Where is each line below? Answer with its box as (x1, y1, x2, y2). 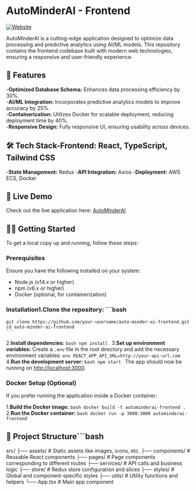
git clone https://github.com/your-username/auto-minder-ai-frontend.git (6, 319, 190, 325)
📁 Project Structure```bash (6, 431, 104, 442)
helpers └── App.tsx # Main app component (6, 478, 114, 485)
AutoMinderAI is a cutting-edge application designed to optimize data (6, 34, 174, 42)
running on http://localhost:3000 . (6, 364, 86, 371)
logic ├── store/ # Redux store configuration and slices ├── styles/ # (6, 466, 175, 473)
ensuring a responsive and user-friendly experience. (6, 53, 133, 60)
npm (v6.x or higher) (14, 285, 64, 292)
